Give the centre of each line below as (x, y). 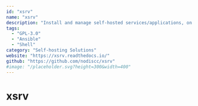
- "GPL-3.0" (26, 34)
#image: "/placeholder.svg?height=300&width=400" (69, 67)
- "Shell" (23, 45)
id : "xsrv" (20, 12)
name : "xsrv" (22, 17)
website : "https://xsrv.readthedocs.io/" (58, 56)
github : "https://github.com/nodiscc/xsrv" (61, 61)
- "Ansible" (26, 39)
